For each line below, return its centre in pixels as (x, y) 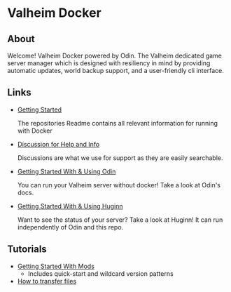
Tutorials (27, 250)
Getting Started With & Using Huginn (70, 206)
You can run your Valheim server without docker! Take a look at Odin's (119, 185)
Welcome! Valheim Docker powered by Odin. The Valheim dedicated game (115, 55)
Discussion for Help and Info (58, 144)
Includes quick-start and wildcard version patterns (100, 273)
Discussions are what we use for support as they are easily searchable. (120, 158)
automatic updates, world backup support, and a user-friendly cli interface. (115, 71)
